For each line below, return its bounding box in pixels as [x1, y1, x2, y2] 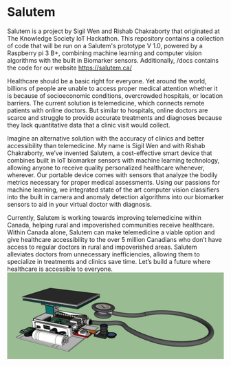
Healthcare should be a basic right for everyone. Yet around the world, [7, 77, 207, 85]
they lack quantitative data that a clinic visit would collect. [7, 121, 170, 129]
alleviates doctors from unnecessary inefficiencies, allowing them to [7, 250, 201, 258]
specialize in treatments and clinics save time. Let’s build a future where [7, 257, 211, 265]
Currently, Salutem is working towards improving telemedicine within [7, 213, 201, 221]
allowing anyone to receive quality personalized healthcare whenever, [7, 163, 205, 172]
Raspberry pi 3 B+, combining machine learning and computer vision [7, 49, 202, 57]
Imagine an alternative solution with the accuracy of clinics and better [7, 134, 205, 142]
